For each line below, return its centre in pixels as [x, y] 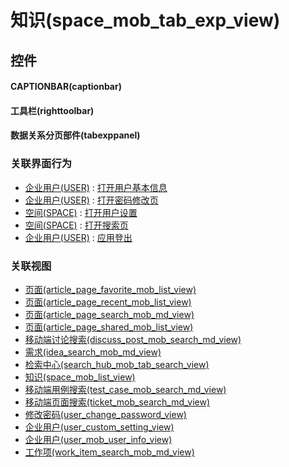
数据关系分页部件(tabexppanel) [75, 135]
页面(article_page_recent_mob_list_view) [108, 302]
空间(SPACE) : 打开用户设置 [81, 212]
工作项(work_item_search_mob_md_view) [109, 452]
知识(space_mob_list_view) [80, 377]
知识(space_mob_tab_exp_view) [145, 20]
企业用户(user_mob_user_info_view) [98, 439]
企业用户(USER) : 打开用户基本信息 [96, 187]
